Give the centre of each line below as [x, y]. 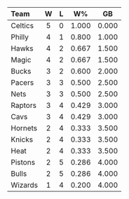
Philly [20, 37]
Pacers [22, 82]
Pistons [23, 162]
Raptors [24, 105]
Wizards [25, 185]
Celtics [22, 26]
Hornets [24, 128]
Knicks [22, 139]
